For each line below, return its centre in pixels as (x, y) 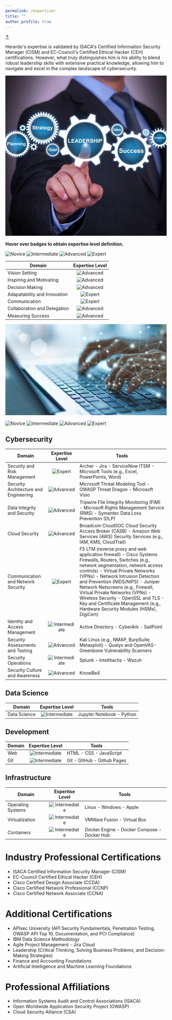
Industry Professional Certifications (83, 857)
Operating (18, 804)
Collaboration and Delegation (38, 309)
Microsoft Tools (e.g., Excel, (109, 472)
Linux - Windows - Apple (112, 807)
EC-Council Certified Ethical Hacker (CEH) (57, 877)
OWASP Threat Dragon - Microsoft (116, 489)
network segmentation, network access (121, 565)
